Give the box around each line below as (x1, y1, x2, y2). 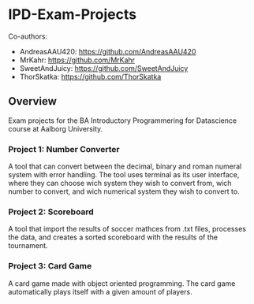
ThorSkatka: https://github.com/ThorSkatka (19, 72, 162, 81)
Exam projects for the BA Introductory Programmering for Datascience (8, 116, 237, 125)
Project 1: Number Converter (8, 143, 120, 154)
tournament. (8, 241, 49, 250)
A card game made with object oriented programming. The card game (8, 278, 236, 288)
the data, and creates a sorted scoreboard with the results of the (8, 232, 219, 242)
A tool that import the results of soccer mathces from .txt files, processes (8, 224, 247, 234)
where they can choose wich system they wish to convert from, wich (8, 179, 232, 188)
